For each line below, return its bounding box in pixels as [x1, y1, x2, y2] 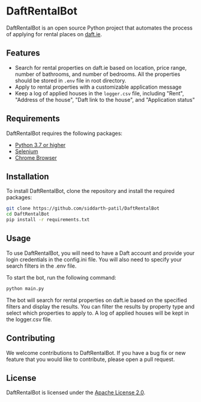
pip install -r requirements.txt [6, 217, 90, 223]
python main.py [6, 285, 44, 292]
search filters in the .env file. [6, 262, 77, 269]
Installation [6, 171, 49, 181]
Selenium [14, 148, 38, 155]
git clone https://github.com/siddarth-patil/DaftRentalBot [6, 206, 160, 212]
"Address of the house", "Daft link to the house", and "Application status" [14, 96, 195, 103]
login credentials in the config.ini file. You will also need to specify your [6, 256, 182, 263]
